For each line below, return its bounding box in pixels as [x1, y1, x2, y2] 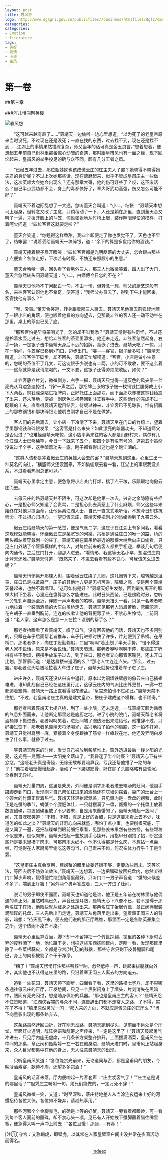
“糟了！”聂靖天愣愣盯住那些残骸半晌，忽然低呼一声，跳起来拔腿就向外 [13, 963, 158, 969]
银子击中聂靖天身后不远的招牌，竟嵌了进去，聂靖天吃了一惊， [31, 342, 158, 348]
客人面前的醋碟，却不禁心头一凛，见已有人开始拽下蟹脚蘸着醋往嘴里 [18, 1114, 158, 1120]
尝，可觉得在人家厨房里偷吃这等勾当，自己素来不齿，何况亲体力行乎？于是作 [5, 845, 163, 851]
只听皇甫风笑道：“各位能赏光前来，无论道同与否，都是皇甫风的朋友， [13, 1058, 156, 1064]
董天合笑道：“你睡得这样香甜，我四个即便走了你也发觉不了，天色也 [13, 232, 152, 238]
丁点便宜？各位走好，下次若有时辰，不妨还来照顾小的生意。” [5, 255, 128, 261]
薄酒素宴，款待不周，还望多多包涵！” [9, 1064, 86, 1070]
